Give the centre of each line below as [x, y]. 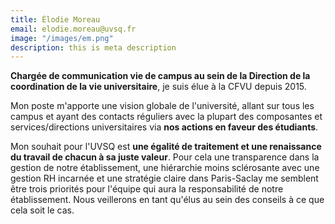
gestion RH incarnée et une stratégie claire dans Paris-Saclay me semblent [164, 178]
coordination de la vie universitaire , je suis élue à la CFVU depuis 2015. [158, 87]
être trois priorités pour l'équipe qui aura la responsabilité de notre [147, 189]
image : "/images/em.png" [62, 38]
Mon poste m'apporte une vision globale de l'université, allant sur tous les [162, 106]
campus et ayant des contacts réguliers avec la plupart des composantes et [166, 117]
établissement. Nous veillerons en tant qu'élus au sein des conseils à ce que [167, 200]
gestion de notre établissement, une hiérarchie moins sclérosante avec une [165, 168]
